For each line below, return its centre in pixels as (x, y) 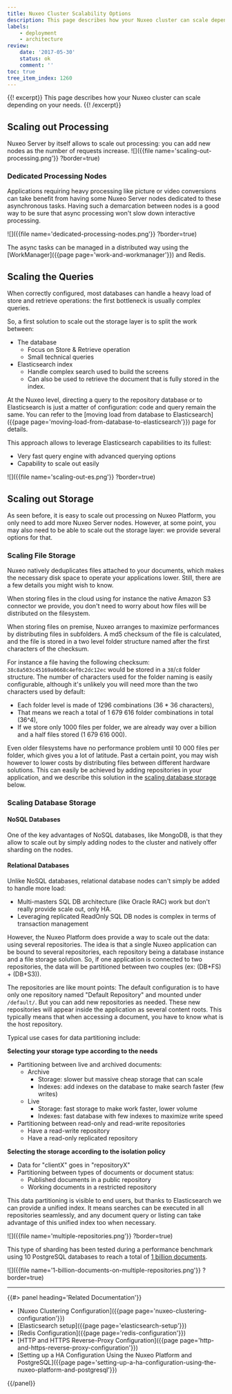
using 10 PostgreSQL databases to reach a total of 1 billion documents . (107, 1256)
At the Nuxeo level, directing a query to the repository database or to (105, 400)
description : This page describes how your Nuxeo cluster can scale (108, 20)
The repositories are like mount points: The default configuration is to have (113, 987)
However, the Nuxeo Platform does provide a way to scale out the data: (108, 937)
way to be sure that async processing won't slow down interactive (101, 213)
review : (18, 46)
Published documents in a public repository (89, 1179)
